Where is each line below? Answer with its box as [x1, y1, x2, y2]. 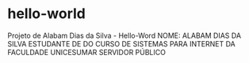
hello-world [7, 5, 86, 23]
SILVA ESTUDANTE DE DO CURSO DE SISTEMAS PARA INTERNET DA [7, 39, 236, 48]
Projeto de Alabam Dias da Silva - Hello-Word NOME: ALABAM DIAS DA [7, 31, 242, 40]
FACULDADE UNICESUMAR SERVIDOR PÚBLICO [7, 47, 166, 57]
